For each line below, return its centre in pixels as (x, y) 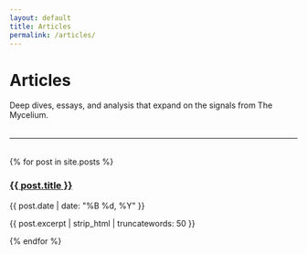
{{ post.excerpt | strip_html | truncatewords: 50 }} (102, 223)
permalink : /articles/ (53, 35)
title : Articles (40, 26)
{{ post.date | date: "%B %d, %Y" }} (77, 206)
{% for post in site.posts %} (62, 162)
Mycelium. (29, 115)
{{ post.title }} (41, 185)
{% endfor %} (36, 241)
